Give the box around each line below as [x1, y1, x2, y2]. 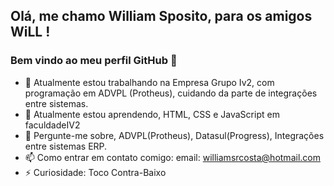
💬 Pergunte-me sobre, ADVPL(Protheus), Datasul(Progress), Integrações [24, 129, 325, 141]
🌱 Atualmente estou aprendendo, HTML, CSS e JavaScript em [24, 108, 280, 120]
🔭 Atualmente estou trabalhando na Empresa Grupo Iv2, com [24, 76, 275, 88]
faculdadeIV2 [24, 119, 81, 131]
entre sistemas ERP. [24, 140, 108, 152]
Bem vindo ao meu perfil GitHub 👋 [10, 54, 178, 68]
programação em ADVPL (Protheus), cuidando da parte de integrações [24, 87, 318, 99]
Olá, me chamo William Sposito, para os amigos [10, 8, 313, 25]
